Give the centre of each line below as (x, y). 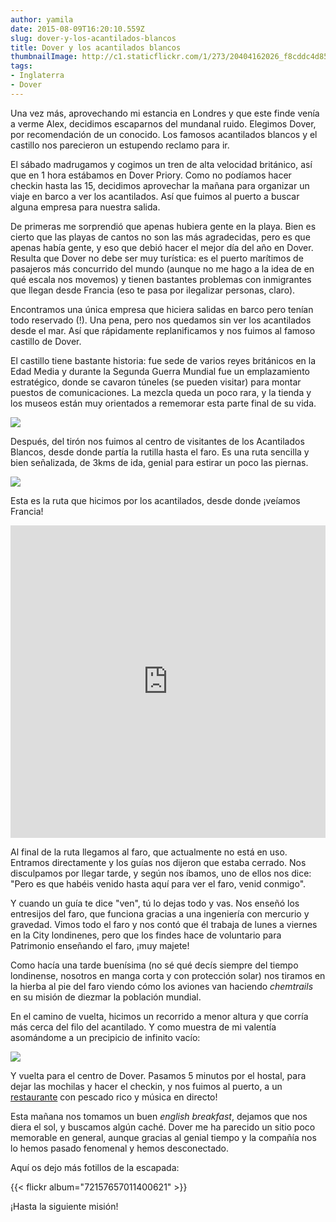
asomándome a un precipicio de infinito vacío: (105, 1037)
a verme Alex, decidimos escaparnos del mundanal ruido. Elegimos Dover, (163, 123)
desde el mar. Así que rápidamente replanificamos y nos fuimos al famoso (163, 330)
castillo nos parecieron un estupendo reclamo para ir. (120, 145)
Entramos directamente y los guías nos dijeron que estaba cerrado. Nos (158, 862)
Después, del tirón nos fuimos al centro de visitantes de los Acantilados (157, 441)
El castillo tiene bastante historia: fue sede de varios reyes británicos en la (163, 360)
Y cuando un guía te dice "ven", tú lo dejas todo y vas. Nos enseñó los (155, 903)
